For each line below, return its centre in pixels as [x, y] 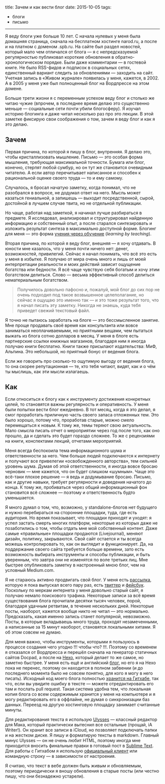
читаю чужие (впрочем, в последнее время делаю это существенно [77, 103]
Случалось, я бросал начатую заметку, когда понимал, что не [70, 187]
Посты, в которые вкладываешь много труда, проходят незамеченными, [82, 622]
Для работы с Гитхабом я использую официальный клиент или [71, 751]
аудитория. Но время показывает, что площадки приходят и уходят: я [79, 518]
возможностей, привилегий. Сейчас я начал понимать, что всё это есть [81, 254]
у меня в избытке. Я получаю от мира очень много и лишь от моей [76, 259]
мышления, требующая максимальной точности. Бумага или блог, [75, 162]
